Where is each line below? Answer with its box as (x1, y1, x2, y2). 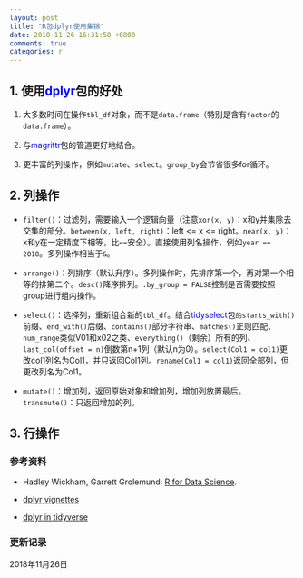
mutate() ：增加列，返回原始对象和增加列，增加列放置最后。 (22, 385, 247, 396)
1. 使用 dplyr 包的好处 (9, 83, 123, 98)
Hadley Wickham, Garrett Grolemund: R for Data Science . (22, 476, 238, 487)
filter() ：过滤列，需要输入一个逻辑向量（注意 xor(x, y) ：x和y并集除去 (22, 214, 292, 224)
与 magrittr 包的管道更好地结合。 (22, 139, 141, 150)
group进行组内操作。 (22, 290, 102, 301)
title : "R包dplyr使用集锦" (9, 22, 104, 31)
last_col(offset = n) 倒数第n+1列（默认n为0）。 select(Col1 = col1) (22, 343, 280, 354)
